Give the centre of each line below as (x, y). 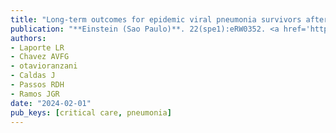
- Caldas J (33, 76)
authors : (28, 38)
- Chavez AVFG (40, 57)
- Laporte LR (37, 47)
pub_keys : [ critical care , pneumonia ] (91, 112)
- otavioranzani (44, 66)
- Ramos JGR (35, 94)
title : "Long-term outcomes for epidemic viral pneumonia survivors (156, 19)
